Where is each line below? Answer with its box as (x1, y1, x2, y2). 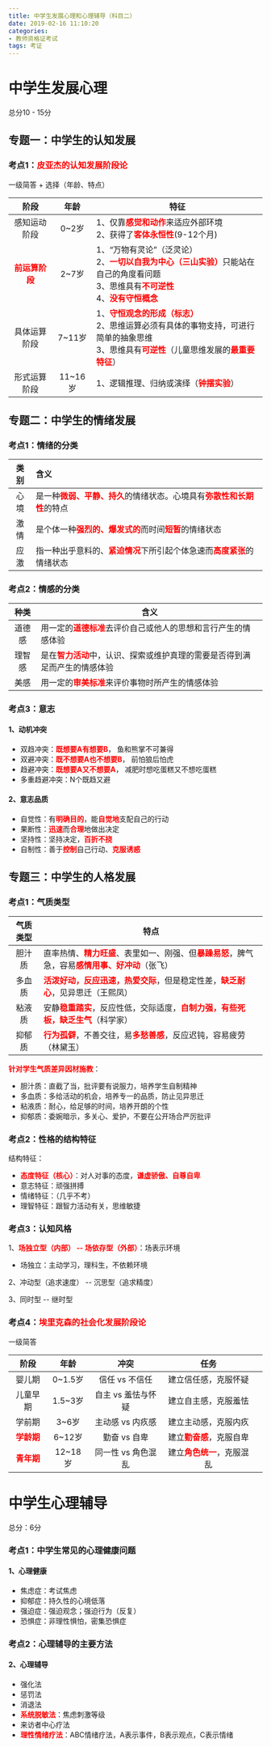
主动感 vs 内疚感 (94, 1416, 157, 1427)
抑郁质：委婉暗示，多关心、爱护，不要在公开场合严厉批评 (19, 1111, 211, 1121)
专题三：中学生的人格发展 (8, 871, 135, 884)
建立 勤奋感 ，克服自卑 (168, 1431, 249, 1443)
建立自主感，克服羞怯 (168, 1395, 249, 1406)
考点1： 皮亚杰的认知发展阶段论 (8, 159, 128, 171)
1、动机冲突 (8, 725, 48, 735)
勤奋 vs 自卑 (102, 1431, 149, 1443)
